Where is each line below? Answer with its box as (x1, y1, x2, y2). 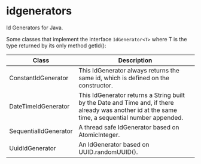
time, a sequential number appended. (78, 113, 184, 122)
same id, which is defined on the (78, 74, 169, 82)
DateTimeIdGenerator (9, 102, 70, 110)
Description (118, 56, 153, 64)
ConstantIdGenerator (9, 74, 69, 82)
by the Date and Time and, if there (78, 98, 175, 107)
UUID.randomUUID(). (78, 148, 138, 156)
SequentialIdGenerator (9, 127, 73, 135)
